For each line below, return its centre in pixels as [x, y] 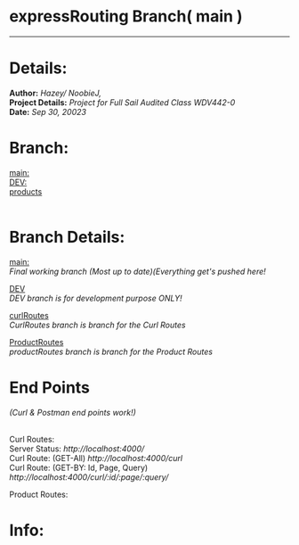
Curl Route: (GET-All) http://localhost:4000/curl [96, 458]
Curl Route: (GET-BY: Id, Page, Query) [79, 467]
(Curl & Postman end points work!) [73, 412]
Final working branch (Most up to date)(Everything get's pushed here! [138, 271]
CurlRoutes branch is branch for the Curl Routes [97, 325]
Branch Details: [67, 237]
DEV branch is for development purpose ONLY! [96, 298]
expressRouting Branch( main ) [126, 17]
